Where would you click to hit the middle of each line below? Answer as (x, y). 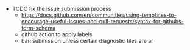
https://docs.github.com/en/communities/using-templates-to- (99, 15)
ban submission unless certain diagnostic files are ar (87, 41)
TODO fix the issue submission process (62, 9)
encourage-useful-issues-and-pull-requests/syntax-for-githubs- (102, 21)
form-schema (38, 28)
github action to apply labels (57, 34)
